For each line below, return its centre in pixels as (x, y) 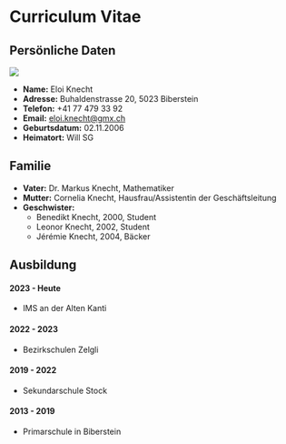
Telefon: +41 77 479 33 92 (73, 108)
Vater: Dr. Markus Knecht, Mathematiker (99, 187)
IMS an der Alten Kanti (64, 308)
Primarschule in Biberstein (72, 432)
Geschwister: (49, 207)
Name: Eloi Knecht (58, 89)
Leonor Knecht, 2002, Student (93, 227)
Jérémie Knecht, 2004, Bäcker (93, 236)
